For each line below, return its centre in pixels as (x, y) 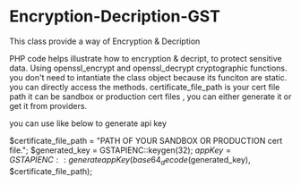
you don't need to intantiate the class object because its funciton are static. (148, 77)
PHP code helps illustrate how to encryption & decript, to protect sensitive (146, 58)
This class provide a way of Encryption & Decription (105, 41)
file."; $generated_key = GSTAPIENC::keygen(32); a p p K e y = (120, 150)
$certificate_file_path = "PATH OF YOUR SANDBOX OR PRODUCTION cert (146, 140)
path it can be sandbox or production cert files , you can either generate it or (150, 97)
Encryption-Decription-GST (115, 17)
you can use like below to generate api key (88, 123)
